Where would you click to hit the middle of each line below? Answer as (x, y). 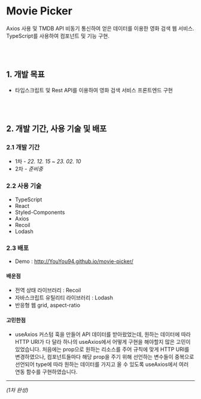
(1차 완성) (17, 390)
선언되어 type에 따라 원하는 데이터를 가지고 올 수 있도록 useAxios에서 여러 (102, 364)
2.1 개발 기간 (23, 147)
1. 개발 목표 (25, 75)
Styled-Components (40, 212)
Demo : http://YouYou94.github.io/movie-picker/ (74, 261)
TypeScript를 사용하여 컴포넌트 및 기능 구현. (58, 36)
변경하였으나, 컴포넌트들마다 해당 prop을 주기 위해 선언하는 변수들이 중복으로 (104, 357)
